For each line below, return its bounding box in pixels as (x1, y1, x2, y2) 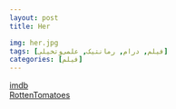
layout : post (9, 13, 59, 23)
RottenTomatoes (9, 90, 71, 101)
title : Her (9, 22, 51, 31)
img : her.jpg (9, 38, 59, 47)
